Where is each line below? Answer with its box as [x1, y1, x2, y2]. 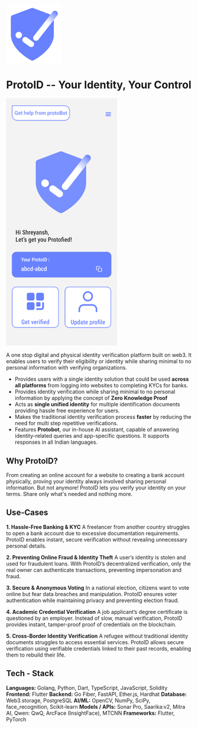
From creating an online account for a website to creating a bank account [6, 471, 185, 479]
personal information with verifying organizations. [6, 364, 127, 371]
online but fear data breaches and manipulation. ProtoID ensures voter [6, 590, 177, 597]
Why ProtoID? [6, 456, 58, 466]
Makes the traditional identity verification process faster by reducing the [14, 413, 191, 421]
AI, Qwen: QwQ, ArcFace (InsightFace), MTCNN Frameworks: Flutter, [6, 709, 176, 717]
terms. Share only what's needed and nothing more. [6, 490, 133, 497]
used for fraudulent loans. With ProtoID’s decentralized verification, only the [6, 560, 191, 567]
